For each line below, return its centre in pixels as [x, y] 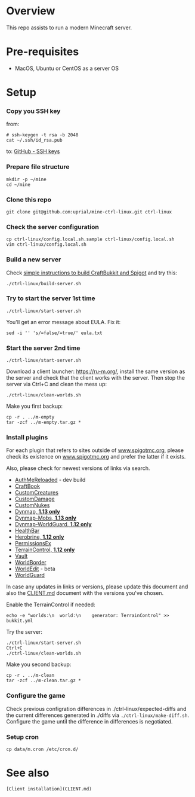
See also [28, 773]
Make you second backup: [39, 664]
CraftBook [27, 486]
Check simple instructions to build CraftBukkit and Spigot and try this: [92, 273]
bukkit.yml [20, 621]
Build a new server [34, 259]
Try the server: [24, 632]
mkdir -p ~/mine [26, 179]
